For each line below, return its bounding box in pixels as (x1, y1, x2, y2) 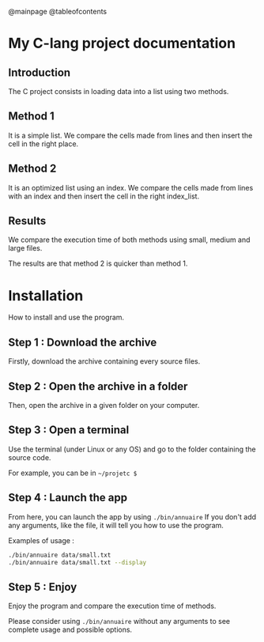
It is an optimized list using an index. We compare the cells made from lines (8, 183, 254, 192)
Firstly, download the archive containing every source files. (8, 357, 201, 366)
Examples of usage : (8, 535, 75, 545)
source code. (8, 452, 51, 462)
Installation (8, 286, 84, 304)
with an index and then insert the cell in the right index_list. (8, 191, 200, 201)
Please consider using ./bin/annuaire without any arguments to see (8, 617, 231, 626)
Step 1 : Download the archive (8, 335, 157, 349)
